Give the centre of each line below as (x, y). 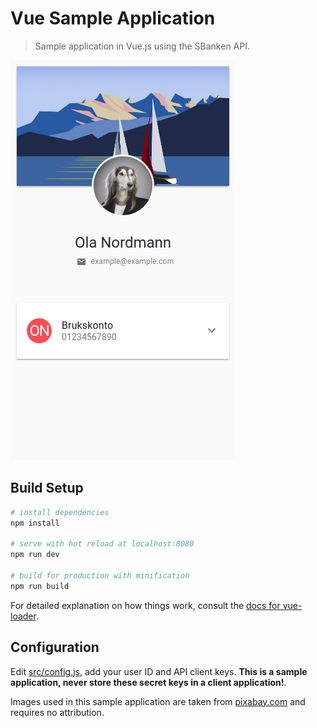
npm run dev (35, 555)
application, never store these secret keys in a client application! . (148, 682)
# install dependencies (60, 512)
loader (23, 616)
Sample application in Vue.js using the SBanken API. (142, 46)
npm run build (40, 586)
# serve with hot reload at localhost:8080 (102, 544)
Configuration (55, 647)
